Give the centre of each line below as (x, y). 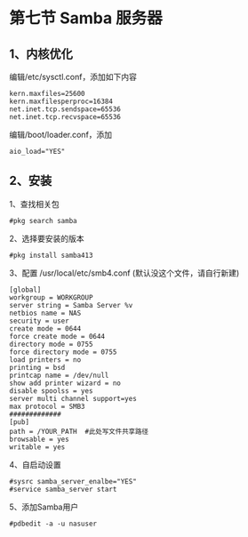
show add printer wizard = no (65, 383)
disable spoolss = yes (51, 391)
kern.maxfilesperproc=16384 (61, 101)
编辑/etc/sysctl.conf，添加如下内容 (73, 77)
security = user (39, 321)
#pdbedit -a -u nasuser (53, 524)
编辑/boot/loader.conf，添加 (61, 135)
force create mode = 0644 (57, 336)
